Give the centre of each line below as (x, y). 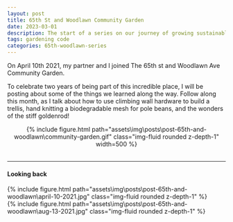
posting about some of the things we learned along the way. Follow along (112, 94)
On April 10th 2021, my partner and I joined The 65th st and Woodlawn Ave (114, 66)
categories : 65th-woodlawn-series (57, 46)
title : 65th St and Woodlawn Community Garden (76, 20)
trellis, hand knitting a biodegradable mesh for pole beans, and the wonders (115, 109)
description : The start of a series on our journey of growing (101, 33)
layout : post (26, 14)
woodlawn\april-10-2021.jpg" (49, 197)
